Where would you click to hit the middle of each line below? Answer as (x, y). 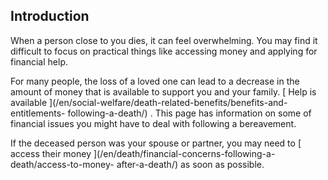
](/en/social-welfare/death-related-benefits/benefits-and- (168, 102)
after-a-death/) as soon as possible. (190, 164)
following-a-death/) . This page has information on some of (189, 113)
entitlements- (38, 113)
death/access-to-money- (62, 164)
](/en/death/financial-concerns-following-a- (184, 153)
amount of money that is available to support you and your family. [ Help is (163, 91)
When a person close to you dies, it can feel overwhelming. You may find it (164, 40)
